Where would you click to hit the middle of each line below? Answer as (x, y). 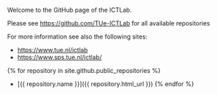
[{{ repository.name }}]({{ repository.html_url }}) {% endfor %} (106, 84)
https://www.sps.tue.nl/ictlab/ (59, 57)
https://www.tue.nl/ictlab (53, 50)
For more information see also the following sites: (77, 36)
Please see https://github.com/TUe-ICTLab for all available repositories (109, 23)
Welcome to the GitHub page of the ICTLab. (69, 10)
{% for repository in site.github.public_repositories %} (84, 71)
